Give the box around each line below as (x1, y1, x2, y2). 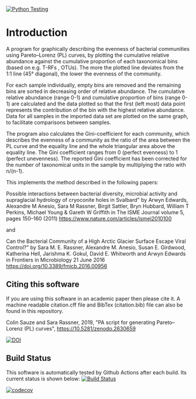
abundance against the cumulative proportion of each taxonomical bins (6, 57, 178, 64)
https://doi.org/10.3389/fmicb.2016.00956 (6, 262, 108, 269)
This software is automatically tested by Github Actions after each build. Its (6, 369, 187, 376)
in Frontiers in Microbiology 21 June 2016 (6, 256, 105, 263)
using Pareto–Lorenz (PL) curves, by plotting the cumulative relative (6, 51, 170, 59)
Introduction (6, 26, 68, 39)
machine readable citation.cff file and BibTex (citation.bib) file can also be (6, 301, 183, 308)
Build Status (6, 353, 51, 363)
